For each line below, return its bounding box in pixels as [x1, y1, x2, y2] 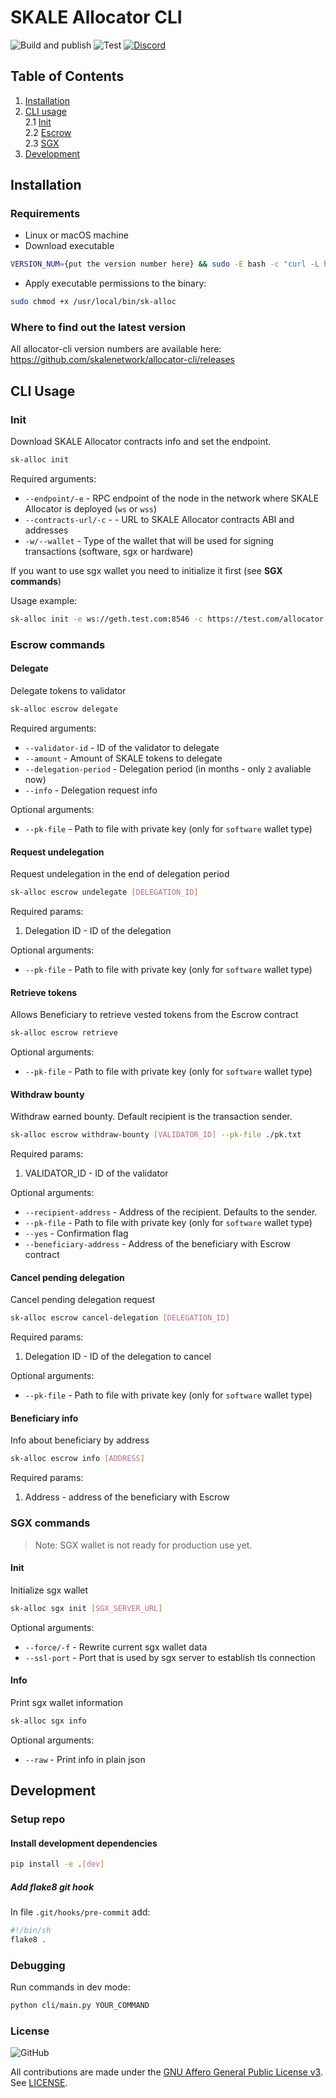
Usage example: [10, 595, 78, 607]
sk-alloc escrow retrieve [10, 1028, 118, 1038]
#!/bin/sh [10, 1926, 52, 1936]
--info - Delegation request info [24, 784, 158, 796]
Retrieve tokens [10, 986, 78, 998]
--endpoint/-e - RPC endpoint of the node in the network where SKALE [24, 492, 320, 505]
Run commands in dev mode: [10, 1981, 131, 1993]
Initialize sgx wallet [10, 1584, 89, 1596]
